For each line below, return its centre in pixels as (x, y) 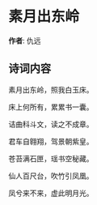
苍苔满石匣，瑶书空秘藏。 (51, 158)
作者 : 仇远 (25, 41)
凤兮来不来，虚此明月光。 (51, 193)
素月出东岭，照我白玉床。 (51, 89)
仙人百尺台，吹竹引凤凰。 (51, 176)
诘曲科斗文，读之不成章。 (51, 124)
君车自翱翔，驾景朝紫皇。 (51, 141)
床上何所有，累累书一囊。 (51, 107)
